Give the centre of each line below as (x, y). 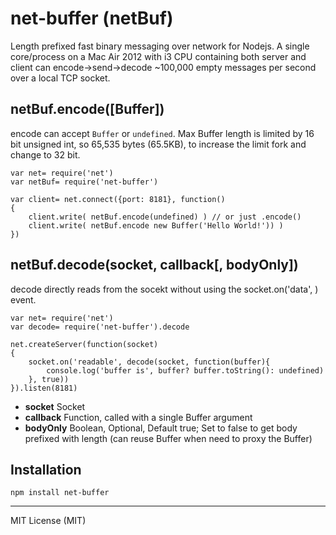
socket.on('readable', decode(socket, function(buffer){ (149, 362)
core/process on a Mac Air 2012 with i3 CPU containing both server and (158, 56)
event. (23, 299)
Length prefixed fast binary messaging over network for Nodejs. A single (160, 46)
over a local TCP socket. (60, 78)
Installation (46, 469)
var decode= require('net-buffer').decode (100, 327)
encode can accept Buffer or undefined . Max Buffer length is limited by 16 (162, 133)
